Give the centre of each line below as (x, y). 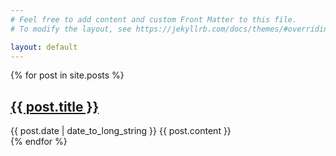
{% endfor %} (39, 142)
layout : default (44, 47)
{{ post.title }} (55, 106)
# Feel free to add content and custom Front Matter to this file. (154, 19)
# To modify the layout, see (71, 29)
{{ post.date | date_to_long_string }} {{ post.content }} (121, 131)
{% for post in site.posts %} (67, 75)
